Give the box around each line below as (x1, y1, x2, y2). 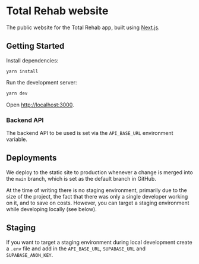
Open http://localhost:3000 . (6, 101, 74, 108)
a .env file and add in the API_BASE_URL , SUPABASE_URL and (6, 245, 146, 252)
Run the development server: (6, 78, 77, 86)
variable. (6, 136, 28, 143)
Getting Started (6, 41, 65, 51)
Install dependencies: (6, 56, 59, 64)
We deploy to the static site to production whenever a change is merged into (6, 168, 193, 176)
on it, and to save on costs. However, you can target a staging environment (6, 199, 189, 206)
